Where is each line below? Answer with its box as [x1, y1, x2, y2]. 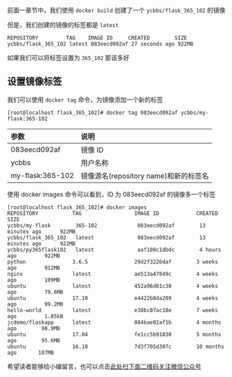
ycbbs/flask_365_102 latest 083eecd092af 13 [7, 234, 206, 241]
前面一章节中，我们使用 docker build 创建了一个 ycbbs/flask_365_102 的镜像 [7, 6, 226, 14]
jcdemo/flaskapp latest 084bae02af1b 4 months [7, 319, 222, 326]
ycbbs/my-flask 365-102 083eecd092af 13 [7, 222, 206, 229]
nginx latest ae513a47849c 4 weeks [7, 270, 218, 277]
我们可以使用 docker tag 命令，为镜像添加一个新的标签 [7, 95, 163, 104]
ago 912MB [7, 264, 60, 271]
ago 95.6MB [7, 337, 60, 344]
